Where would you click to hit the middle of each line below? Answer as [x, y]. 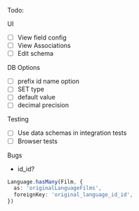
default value [37, 97]
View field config [42, 37]
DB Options [24, 68]
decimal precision [43, 105]
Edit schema [35, 54]
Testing [18, 119]
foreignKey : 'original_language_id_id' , [73, 195]
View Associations [44, 46]
